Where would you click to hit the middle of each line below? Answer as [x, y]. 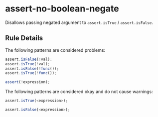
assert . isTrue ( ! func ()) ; [31, 73]
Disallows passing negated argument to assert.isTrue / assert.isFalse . [79, 22]
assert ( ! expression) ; [28, 82]
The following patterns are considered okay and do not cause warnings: [79, 92]
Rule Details [24, 38]
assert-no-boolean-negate [62, 9]
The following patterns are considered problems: [55, 50]
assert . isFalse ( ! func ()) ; [32, 68]
